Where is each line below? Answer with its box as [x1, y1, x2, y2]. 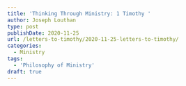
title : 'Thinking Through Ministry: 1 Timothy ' [7, 10, 151, 17]
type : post [7, 23, 39, 30]
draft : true [7, 68, 42, 75]
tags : [7, 55, 23, 62]
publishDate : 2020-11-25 [7, 29, 79, 37]
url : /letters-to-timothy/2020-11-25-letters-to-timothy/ [7, 36, 179, 43]
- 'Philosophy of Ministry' [13, 62, 95, 69]
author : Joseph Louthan [7, 17, 77, 24]
